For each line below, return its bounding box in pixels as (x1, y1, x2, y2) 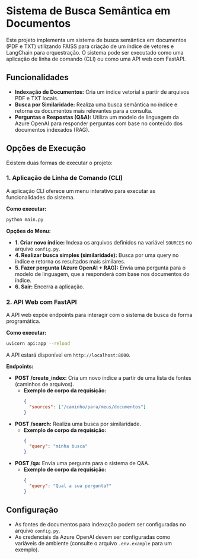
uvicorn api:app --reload (6, 341, 70, 347)
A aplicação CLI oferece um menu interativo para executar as (6, 187, 156, 194)
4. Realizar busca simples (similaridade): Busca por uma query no (14, 251, 179, 259)
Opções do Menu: (6, 227, 52, 234)
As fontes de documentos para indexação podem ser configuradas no (14, 520, 186, 528)
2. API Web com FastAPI (6, 298, 77, 306)
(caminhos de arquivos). (14, 380, 74, 388)
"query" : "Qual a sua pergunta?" (28, 483, 111, 489)
